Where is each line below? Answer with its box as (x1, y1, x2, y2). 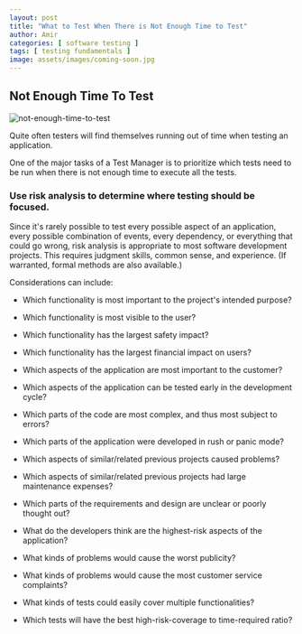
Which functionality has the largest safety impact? (22, 330, 209, 340)
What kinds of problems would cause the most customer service (22, 570, 263, 581)
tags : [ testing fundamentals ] (9, 47, 131, 56)
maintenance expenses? (22, 480, 114, 492)
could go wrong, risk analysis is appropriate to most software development (9, 240, 288, 251)
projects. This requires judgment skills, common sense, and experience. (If (9, 250, 287, 261)
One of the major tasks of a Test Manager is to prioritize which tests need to (9, 157, 292, 168)
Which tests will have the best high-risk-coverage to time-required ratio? (22, 615, 293, 626)
